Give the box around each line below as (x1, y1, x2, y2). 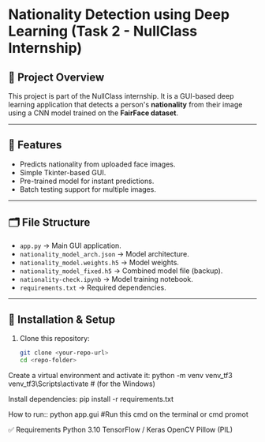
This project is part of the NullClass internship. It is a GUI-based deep (8, 92, 234, 100)
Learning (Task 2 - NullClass (8, 22, 198, 40)
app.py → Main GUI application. (19, 241, 122, 250)
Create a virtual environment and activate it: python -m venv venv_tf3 (8, 371, 233, 380)
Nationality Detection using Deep (8, 6, 230, 24)
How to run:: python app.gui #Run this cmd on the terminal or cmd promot (8, 410, 248, 419)
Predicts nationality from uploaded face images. (19, 159, 176, 169)
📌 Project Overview (8, 70, 105, 84)
